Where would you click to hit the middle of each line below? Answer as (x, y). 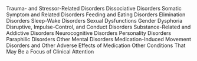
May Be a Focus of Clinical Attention (50, 51)
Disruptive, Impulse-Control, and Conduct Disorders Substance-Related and (98, 27)
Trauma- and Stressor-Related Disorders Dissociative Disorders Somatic (94, 8)
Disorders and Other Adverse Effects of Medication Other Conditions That (96, 45)
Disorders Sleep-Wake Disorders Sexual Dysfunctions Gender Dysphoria (94, 21)
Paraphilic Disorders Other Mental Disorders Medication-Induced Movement (99, 39)
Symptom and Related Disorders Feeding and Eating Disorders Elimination (96, 15)
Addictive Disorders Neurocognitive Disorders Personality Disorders (89, 33)
